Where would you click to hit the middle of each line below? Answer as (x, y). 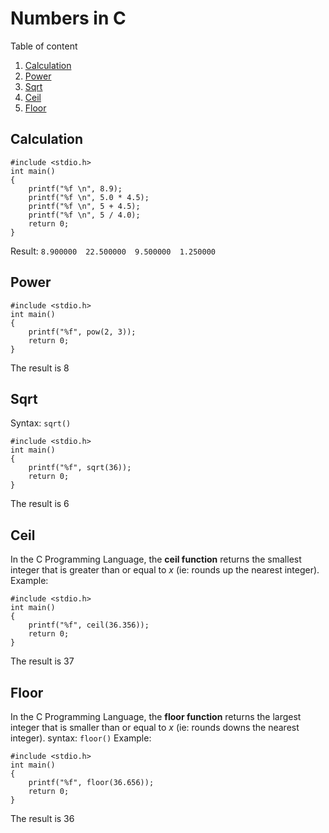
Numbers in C (68, 18)
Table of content (44, 46)
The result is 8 (40, 368)
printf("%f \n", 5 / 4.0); (84, 215)
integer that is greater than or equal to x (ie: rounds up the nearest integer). (165, 570)
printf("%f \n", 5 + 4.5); (84, 206)
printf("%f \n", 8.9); (75, 188)
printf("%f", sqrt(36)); (80, 468)
